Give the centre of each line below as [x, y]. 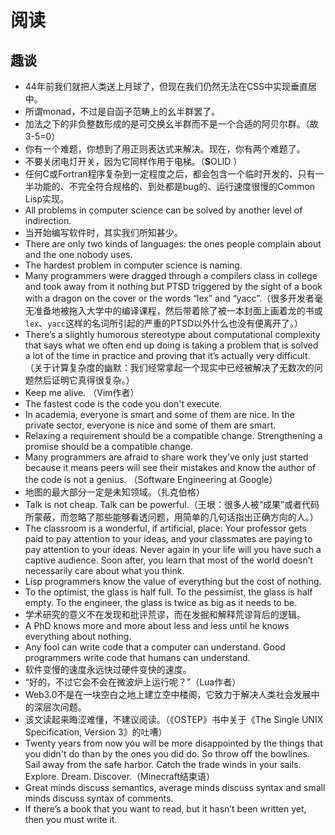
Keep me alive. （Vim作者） [82, 392]
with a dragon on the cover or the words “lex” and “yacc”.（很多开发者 [169, 298]
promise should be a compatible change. [109, 446]
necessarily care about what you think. [104, 570]
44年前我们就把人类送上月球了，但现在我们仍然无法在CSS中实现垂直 [166, 86]
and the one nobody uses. [78, 254]
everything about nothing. [78, 636]
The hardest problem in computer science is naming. [133, 265]
